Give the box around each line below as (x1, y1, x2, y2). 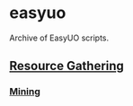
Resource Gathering (9, 58, 124, 74)
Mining (9, 85, 40, 98)
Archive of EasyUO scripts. (9, 32, 110, 43)
